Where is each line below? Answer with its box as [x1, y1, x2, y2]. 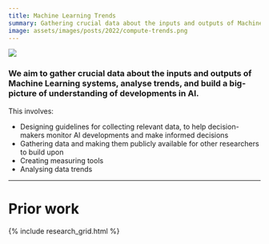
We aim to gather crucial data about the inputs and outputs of [8, 68, 252, 79]
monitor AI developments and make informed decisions [46, 130, 229, 140]
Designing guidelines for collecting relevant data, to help [19, 122, 207, 131]
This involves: [8, 106, 54, 116]
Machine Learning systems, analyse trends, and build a [8, 78, 228, 89]
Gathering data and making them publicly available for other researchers [19, 138, 259, 148]
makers [19, 130, 46, 140]
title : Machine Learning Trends [8, 11, 116, 20]
